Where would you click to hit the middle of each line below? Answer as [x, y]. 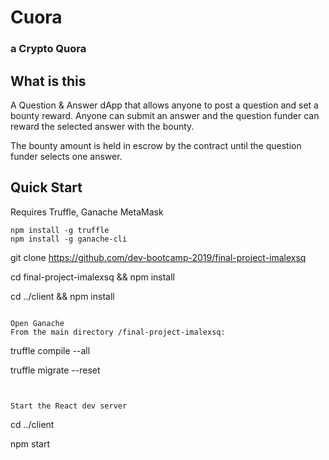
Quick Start [46, 187]
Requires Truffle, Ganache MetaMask [87, 212]
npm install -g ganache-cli [69, 239]
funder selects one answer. [66, 156]
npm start [30, 443]
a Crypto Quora [48, 49]
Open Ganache [37, 323]
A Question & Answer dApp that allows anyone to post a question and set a [164, 105]
